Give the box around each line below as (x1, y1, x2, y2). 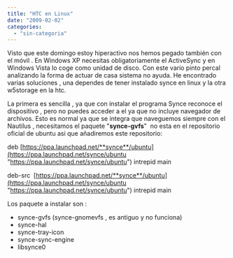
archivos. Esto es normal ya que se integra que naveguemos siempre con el (7, 115, 226, 123)
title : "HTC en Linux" (7, 10, 73, 17)
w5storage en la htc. (7, 86, 66, 94)
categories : (7, 23, 42, 30)
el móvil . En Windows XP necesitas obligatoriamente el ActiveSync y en (7, 57, 216, 65)
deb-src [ (7, 171, 36, 180)
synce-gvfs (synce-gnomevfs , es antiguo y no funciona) (17, 213, 183, 222)
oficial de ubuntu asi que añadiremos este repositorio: (7, 129, 163, 138)
